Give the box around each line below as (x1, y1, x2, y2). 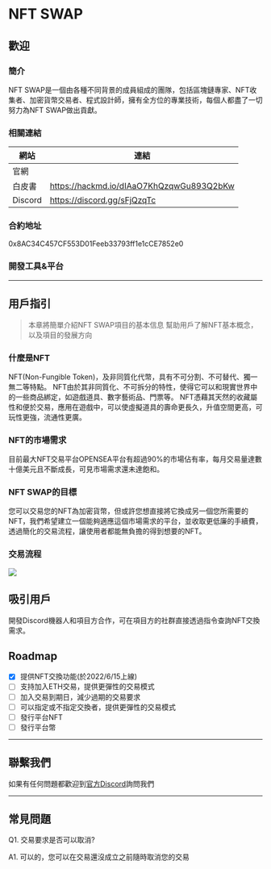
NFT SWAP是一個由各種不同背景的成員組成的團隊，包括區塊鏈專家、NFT (8, 85, 250, 94)
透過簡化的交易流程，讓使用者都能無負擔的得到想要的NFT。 (8, 526, 206, 537)
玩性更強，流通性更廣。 (8, 412, 86, 422)
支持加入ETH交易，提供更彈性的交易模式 (19, 682, 155, 691)
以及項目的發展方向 (27, 330, 93, 340)
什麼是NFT (8, 352, 51, 363)
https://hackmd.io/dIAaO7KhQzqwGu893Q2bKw (49, 181, 236, 192)
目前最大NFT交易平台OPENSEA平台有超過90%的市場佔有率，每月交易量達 (8, 454, 256, 464)
